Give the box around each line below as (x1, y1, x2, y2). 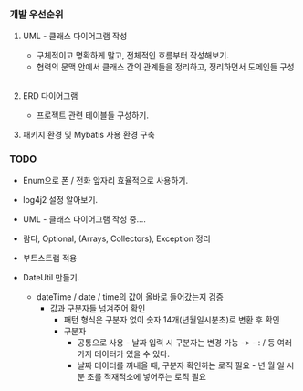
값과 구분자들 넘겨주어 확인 (49, 302, 146, 313)
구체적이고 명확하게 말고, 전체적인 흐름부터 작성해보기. (36, 50, 230, 61)
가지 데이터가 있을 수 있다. (77, 348, 171, 359)
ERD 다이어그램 (22, 90, 78, 101)
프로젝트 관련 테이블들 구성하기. (36, 110, 149, 121)
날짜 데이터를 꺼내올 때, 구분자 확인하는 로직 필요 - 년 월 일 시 (77, 359, 295, 371)
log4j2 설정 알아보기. (22, 194, 99, 205)
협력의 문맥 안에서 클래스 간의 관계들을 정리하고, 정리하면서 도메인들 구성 (36, 61, 295, 72)
